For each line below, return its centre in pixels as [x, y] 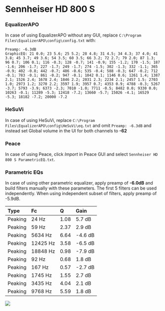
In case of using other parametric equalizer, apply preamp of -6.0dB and [79, 183]
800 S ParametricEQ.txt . [30, 159]
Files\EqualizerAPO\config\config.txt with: [51, 40]
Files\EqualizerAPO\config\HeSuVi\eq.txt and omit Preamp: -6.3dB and [78, 125]
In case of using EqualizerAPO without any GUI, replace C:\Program [73, 35]
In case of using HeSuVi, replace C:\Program [50, 120]
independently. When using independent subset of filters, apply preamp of [81, 194]
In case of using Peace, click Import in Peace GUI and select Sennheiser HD [82, 155]
